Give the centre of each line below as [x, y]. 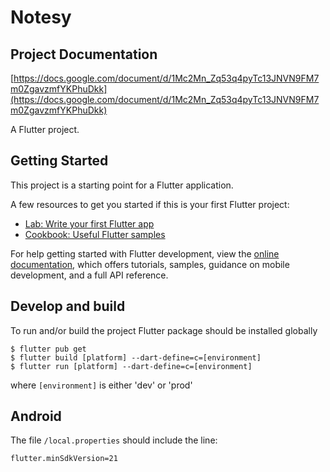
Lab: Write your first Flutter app [89, 223]
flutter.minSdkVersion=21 [64, 459]
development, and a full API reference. [89, 275]
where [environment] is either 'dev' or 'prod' [101, 385]
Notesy [41, 17]
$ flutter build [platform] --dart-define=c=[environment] [136, 357]
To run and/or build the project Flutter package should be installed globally [164, 330]
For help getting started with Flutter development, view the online [145, 253]
